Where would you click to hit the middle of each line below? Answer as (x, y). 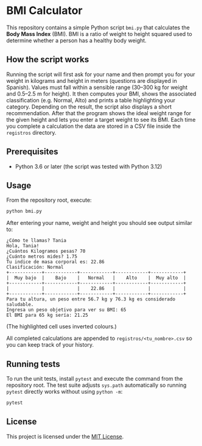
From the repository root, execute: (49, 200)
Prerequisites (32, 152)
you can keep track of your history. (50, 345)
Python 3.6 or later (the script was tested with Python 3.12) (89, 166)
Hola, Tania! (23, 246)
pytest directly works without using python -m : (64, 392)
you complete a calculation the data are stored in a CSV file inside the (93, 126)
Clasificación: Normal (35, 267)
